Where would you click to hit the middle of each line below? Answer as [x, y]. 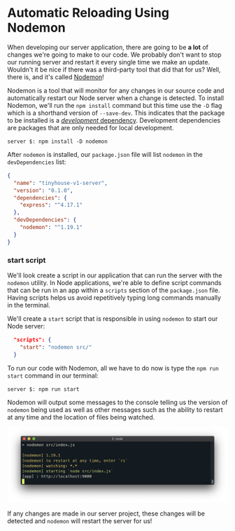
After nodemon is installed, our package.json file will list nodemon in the [105, 154]
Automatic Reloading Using [88, 13]
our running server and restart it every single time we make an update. [109, 62]
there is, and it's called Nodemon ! [56, 77]
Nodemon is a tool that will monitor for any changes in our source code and [116, 90]
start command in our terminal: [53, 375]
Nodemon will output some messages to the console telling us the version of [117, 402]
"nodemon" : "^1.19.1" [51, 228]
